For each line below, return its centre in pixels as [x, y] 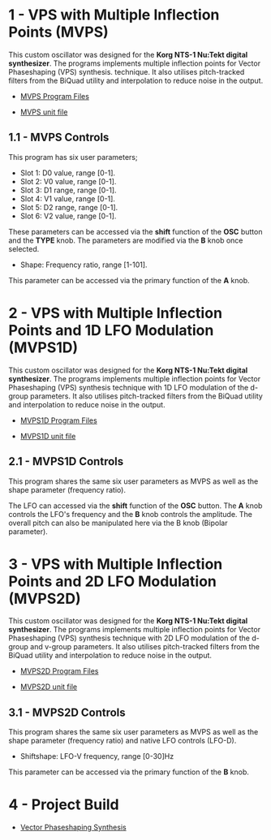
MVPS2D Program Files [59, 671]
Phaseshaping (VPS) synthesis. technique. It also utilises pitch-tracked [127, 71]
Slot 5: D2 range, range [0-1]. [69, 207]
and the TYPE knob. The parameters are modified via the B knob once [126, 240]
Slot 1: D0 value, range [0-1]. [68, 173]
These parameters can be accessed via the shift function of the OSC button [135, 231]
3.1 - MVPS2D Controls [67, 712]
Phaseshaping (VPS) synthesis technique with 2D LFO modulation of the [129, 638]
